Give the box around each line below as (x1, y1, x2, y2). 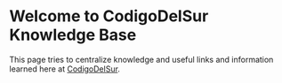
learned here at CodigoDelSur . (9, 64, 120, 74)
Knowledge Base (9, 25, 137, 45)
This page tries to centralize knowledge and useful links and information (9, 54, 274, 64)
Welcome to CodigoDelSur (9, 6, 209, 26)
